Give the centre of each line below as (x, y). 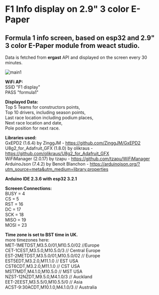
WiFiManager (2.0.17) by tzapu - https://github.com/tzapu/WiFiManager (78, 159)
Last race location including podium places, (49, 118)
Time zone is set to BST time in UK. (41, 235)
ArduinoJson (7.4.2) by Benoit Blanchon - (47, 164)
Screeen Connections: (29, 188)
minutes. (14, 63)
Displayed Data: (22, 102)
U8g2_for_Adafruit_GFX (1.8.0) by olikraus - (49, 148)
